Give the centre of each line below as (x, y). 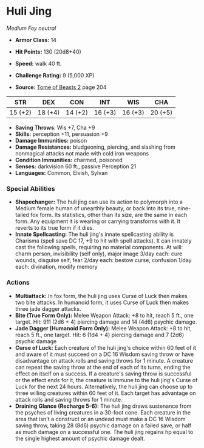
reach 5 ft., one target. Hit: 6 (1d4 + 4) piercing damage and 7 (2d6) (100, 335)
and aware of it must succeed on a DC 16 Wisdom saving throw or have (104, 354)
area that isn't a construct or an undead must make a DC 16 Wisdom (100, 419)
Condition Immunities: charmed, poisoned (69, 160)
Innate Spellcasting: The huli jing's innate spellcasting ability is (94, 234)
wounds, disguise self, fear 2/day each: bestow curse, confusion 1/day (103, 260)
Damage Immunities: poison (51, 140)
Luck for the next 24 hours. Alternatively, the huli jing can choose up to (104, 386)
